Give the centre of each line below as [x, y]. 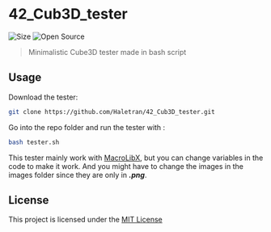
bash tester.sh [34, 142]
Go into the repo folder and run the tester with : [87, 127]
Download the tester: [43, 97]
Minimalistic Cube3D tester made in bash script [107, 52]
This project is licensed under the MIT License [86, 220]
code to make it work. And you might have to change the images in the [126, 166]
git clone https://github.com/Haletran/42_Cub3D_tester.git [112, 112]
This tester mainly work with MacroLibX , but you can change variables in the [136, 158]
